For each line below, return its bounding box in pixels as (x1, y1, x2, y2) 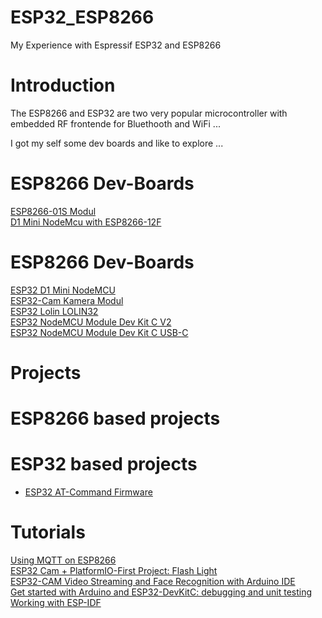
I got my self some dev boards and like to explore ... (10, 137, 224, 149)
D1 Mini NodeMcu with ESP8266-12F (10, 216, 162, 228)
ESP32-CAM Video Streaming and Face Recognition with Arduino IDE (10, 576, 296, 587)
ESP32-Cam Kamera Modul (10, 294, 124, 306)
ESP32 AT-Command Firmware (24, 486, 153, 498)
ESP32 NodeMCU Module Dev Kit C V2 (10, 316, 172, 328)
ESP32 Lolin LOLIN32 (10, 305, 99, 317)
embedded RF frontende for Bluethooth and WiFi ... (10, 117, 221, 130)
